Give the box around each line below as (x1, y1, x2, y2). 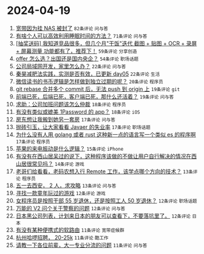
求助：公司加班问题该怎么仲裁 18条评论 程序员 (15, 100, 126, 108)
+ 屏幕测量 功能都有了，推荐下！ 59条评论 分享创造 (15, 47, 137, 55)
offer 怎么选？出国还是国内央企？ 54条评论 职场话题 (15, 55, 139, 62)
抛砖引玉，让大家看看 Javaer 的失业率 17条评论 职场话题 (15, 123, 151, 131)
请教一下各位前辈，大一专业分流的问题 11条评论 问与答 (15, 241, 148, 249)
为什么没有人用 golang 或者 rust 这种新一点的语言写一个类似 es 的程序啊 (15, 131, 196, 138)
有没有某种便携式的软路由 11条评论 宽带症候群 (15, 226, 125, 233)
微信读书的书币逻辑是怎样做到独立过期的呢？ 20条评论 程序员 (15, 77, 163, 85)
